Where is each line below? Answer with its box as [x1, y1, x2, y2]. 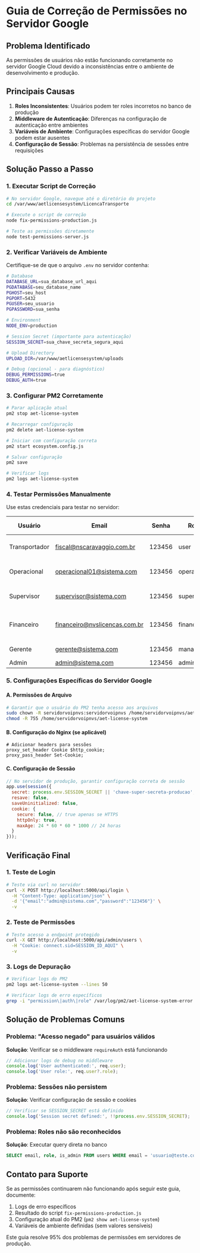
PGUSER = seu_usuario [6, 301, 55, 307]
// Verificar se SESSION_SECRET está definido [6, 1108, 124, 1114]
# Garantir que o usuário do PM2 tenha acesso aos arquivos [6, 704, 159, 710]
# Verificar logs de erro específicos [6, 992, 102, 998]
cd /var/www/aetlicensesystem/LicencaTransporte [6, 201, 129, 207]
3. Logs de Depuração [6, 962, 71, 970]
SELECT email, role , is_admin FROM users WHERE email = [6, 1153, 148, 1159]
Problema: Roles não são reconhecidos [6, 1128, 121, 1136]
